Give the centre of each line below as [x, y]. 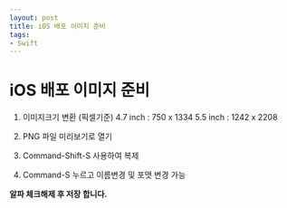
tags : [19, 34]
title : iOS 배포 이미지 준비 [57, 26]
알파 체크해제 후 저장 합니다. [58, 194]
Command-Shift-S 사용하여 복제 [81, 156]
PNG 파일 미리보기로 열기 [67, 137]
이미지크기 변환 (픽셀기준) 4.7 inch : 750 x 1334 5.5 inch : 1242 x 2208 [150, 118]
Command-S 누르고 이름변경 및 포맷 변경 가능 [104, 175]
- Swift [24, 43]
